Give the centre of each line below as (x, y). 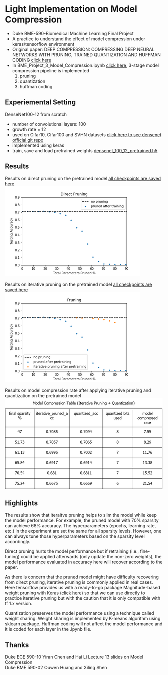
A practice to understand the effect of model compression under (79, 39)
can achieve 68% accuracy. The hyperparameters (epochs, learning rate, (81, 526)
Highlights (22, 503)
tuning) (12, 557)
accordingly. (18, 542)
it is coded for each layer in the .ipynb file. (48, 629)
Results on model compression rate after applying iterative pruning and (78, 390)
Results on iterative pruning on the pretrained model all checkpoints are (79, 284)
